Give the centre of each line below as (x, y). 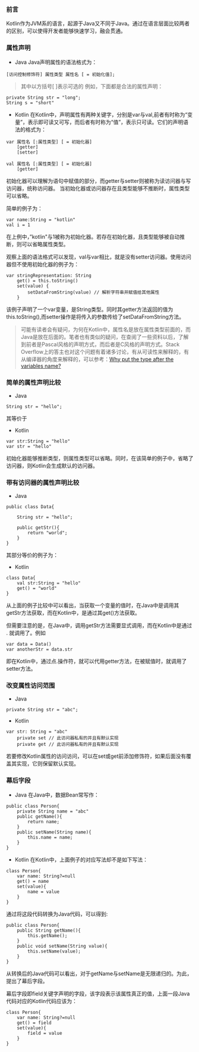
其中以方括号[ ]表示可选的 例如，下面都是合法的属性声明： (92, 86)
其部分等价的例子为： (32, 555)
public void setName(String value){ (62, 946)
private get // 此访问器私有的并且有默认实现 (68, 745)
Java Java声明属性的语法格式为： (56, 62)
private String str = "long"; (44, 97)
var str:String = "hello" (38, 441)
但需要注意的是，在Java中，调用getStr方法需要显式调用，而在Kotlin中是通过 (99, 625)
